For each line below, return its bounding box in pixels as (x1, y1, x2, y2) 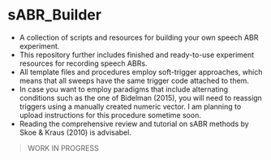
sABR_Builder (7, 6, 102, 24)
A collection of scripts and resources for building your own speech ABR (19, 32, 259, 42)
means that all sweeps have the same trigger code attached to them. (19, 76, 249, 85)
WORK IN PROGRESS (27, 143, 99, 153)
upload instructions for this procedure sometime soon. (19, 110, 202, 119)
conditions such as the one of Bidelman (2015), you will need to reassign (19, 93, 263, 102)
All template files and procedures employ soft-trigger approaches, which (19, 67, 263, 76)
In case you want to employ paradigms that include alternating (19, 84, 229, 94)
